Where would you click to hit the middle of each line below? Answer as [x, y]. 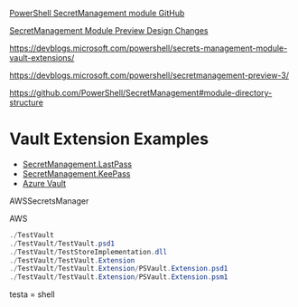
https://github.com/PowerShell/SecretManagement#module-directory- [141, 93]
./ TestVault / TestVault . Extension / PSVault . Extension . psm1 [119, 277]
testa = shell [33, 294]
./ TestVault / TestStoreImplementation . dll [88, 252]
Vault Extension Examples [109, 139]
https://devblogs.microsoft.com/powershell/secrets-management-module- [149, 48]
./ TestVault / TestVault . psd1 [62, 244]
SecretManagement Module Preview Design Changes [109, 30]
